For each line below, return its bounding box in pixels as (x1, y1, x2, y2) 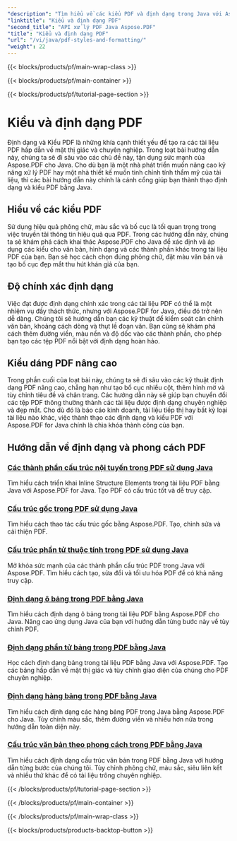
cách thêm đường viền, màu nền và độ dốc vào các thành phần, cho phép (7, 329, 222, 338)
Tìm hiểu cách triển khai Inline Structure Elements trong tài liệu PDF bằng (7, 478, 220, 488)
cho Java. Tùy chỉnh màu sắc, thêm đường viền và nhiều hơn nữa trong (7, 714, 214, 723)
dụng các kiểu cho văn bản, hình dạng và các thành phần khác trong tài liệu (7, 245, 228, 253)
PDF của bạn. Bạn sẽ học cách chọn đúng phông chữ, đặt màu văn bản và (7, 252, 224, 261)
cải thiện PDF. (7, 527, 48, 536)
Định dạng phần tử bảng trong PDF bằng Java (7, 642, 166, 652)
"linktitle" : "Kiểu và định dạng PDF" (7, 17, 121, 24)
